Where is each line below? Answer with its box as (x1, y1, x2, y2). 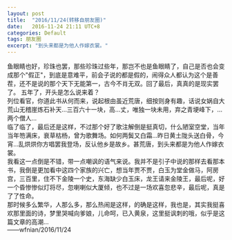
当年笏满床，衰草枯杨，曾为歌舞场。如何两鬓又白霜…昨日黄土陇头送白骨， (7, 131, 219, 139)
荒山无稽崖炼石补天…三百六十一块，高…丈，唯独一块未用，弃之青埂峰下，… (7, 105, 223, 113)
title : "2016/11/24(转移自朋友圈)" (7, 17, 106, 24)
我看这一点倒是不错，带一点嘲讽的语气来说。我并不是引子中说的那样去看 (7, 157, 213, 165)
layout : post (7, 10, 45, 17)
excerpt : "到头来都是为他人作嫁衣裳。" (7, 42, 108, 49)
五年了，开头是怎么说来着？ (20, 88, 100, 96)
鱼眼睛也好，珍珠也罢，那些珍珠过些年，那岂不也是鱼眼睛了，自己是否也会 (7, 62, 219, 70)
